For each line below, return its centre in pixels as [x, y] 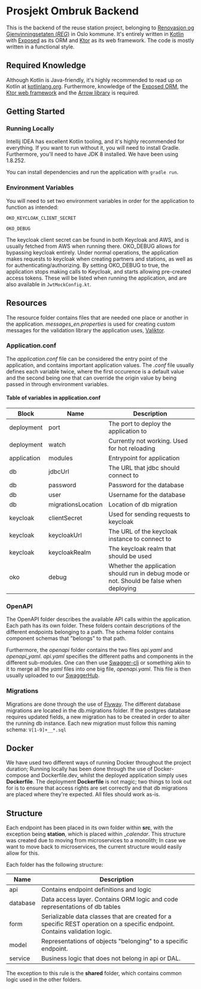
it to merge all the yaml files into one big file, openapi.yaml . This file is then [99, 669]
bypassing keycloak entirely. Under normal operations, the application [92, 252]
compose [18, 775]
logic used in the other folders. [44, 979]
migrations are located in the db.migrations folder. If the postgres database [98, 710]
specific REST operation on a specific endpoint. [108, 924]
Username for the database [147, 495]
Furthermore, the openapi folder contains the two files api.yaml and [90, 650]
